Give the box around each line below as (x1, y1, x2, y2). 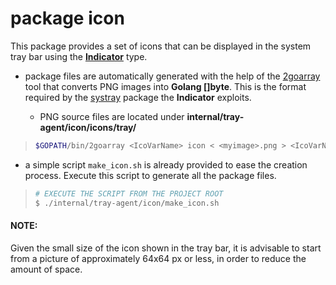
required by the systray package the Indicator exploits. (24, 91, 252, 103)
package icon (10, 7, 125, 30)
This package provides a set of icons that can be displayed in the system (10, 40, 312, 52)
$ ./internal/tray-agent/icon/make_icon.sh (34, 198, 220, 208)
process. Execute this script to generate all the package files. (24, 169, 277, 181)
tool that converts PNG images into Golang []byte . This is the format (24, 80, 307, 92)
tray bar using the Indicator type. (10, 50, 148, 62)
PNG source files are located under (39, 110, 185, 122)
